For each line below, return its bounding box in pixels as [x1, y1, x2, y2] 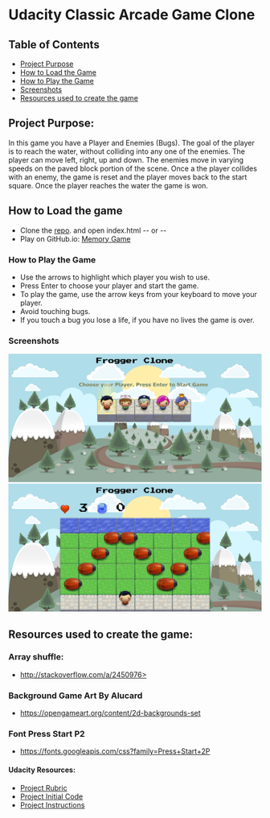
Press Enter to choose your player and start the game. [19, 280, 199, 291]
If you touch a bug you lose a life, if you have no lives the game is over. [19, 315, 255, 324]
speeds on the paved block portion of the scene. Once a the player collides [8, 163, 257, 173]
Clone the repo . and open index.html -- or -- [19, 225, 167, 235]
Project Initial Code [19, 791, 84, 801]
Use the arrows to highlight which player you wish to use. [19, 272, 211, 282]
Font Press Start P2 [8, 729, 86, 740]
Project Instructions [19, 799, 85, 810]
